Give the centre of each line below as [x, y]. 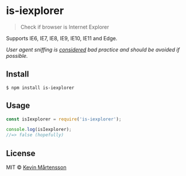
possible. [17, 56]
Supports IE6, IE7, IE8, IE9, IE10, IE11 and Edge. [62, 38]
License [21, 153]
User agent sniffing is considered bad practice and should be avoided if [93, 49]
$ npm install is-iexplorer [40, 88]
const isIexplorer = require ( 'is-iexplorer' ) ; [64, 119]
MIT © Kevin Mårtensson [36, 167]
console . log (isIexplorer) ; [39, 130]
